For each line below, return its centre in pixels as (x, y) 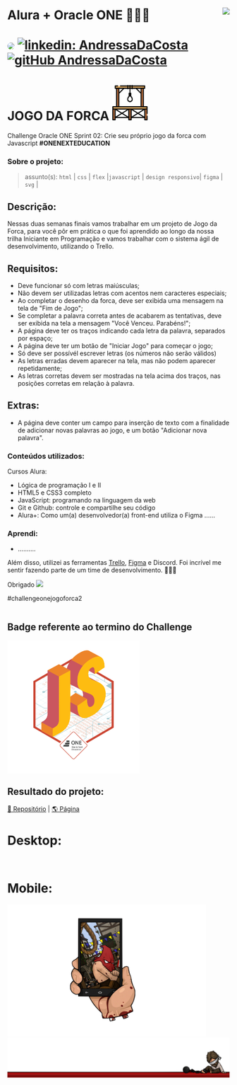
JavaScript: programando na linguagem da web (87, 500)
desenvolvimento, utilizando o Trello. (61, 246)
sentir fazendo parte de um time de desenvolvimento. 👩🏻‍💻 (92, 570)
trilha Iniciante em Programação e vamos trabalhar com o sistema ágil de (113, 239)
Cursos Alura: (27, 471)
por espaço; (35, 338)
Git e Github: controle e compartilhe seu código (86, 508)
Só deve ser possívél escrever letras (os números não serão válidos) (117, 353)
